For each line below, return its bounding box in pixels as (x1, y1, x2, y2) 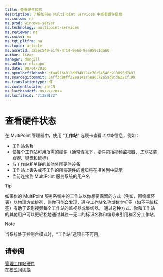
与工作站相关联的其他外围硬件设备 (12, 161, 81, 167)
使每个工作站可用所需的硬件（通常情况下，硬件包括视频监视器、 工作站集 (12, 149, 157, 155)
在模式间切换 (5, 267, 31, 273)
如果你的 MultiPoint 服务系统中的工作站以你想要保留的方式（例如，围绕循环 (5, 193, 155, 199)
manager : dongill (5, 57, 40, 62)
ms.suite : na (5, 35, 32, 39)
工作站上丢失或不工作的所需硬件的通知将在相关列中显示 (12, 167, 123, 173)
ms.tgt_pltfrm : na (5, 39, 42, 44)
